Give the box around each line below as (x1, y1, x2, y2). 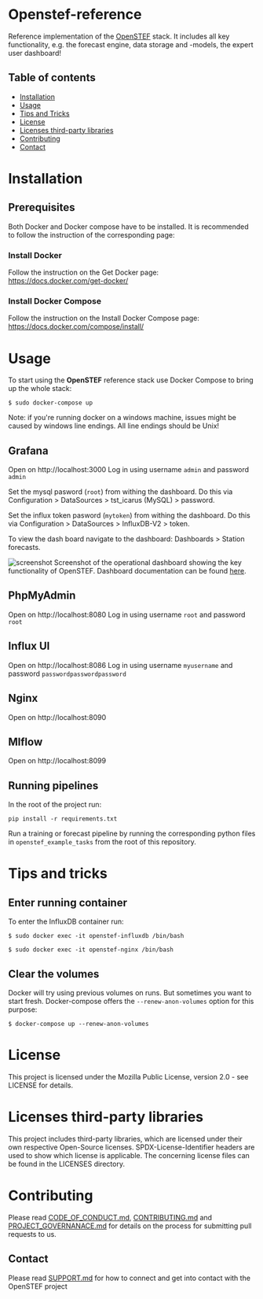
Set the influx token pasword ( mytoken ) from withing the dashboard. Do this (8, 511, 251, 520)
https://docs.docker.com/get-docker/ (8, 276, 129, 286)
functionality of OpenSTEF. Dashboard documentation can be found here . (8, 566, 247, 576)
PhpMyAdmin (8, 589, 76, 603)
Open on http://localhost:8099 (8, 756, 107, 766)
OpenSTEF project (8, 1281, 68, 1291)
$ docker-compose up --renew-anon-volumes (8, 1020, 149, 1028)
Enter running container (8, 895, 128, 910)
